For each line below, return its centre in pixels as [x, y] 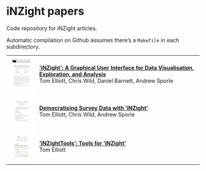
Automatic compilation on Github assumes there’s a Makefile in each [93, 40]
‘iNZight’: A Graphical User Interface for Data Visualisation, [116, 68]
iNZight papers [45, 11]
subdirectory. [23, 47]
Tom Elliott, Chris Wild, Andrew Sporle [87, 114]
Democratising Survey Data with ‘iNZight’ [93, 108]
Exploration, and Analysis [72, 74]
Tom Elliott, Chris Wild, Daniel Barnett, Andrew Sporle [106, 81]
